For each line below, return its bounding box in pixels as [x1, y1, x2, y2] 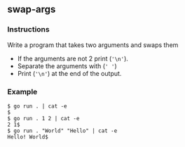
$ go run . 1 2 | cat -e [7, 115, 80, 122]
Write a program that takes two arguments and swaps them [7, 40, 179, 49]
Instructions [7, 25, 50, 34]
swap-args [7, 4, 56, 15]
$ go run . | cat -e [7, 103, 68, 110]
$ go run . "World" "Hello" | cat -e [7, 127, 118, 134]
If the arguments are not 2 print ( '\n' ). [17, 54, 128, 63]
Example [7, 87, 38, 96]
